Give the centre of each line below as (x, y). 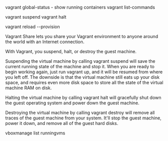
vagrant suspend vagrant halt (36, 17)
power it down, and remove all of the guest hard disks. (62, 123)
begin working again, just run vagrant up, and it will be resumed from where (84, 72)
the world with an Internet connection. (45, 42)
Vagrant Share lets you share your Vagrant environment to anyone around (82, 36)
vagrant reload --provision (33, 27)
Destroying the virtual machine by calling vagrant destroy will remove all (80, 113)
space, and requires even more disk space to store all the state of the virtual (84, 83)
